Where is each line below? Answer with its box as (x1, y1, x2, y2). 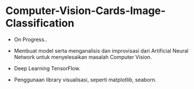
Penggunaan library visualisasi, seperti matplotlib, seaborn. (13, 76, 157, 83)
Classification (5, 16, 74, 30)
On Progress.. (13, 36, 47, 43)
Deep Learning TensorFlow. (13, 64, 81, 71)
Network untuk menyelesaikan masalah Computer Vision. (13, 53, 153, 60)
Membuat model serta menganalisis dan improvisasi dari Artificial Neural (13, 47, 189, 54)
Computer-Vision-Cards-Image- (5, 4, 166, 18)
